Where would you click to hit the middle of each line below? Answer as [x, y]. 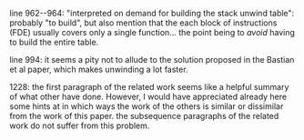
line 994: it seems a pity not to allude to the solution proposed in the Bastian [152, 60]
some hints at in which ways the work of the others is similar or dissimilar [147, 106]
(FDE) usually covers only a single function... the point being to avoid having [152, 32]
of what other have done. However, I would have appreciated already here [148, 96]
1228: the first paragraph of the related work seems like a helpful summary [149, 87]
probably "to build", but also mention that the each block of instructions [143, 23]
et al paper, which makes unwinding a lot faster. [99, 69]
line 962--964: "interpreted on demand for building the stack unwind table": [152, 13]
